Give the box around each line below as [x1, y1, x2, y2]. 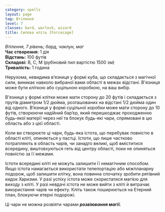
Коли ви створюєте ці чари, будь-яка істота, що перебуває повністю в [5, 130, 154, 136]
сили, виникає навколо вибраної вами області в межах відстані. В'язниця [5, 79, 160, 85]
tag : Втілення [5, 16, 34, 21]
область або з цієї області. [5, 120, 61, 126]
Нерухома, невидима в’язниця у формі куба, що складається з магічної [5, 74, 156, 80]
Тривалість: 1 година [5, 65, 50, 71]
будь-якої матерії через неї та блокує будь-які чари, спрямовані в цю [5, 115, 153, 121]
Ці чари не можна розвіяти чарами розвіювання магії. [5, 202, 122, 207]
